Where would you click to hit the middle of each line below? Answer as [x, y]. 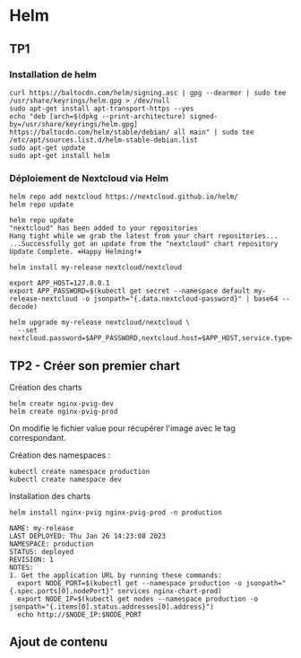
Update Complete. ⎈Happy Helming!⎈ [76, 252]
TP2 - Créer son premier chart [95, 366]
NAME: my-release [42, 528]
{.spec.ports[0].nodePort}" [62, 591]
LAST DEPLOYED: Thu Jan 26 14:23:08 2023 [88, 536]
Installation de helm [53, 75]
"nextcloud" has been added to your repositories [104, 228]
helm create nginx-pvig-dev [62, 404]
